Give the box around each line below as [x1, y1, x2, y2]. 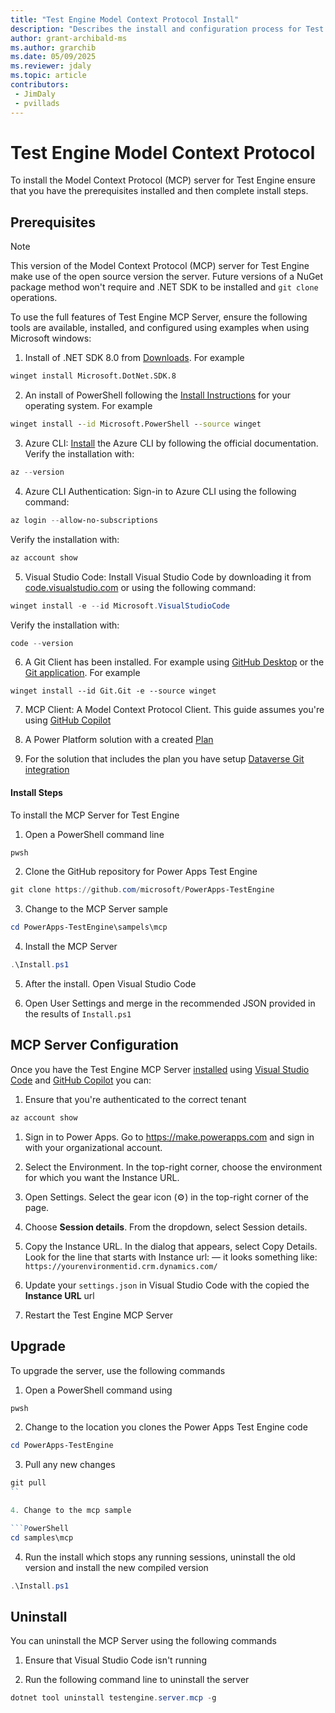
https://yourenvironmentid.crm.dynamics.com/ [24, 1261, 218, 1271]
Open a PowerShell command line [24, 828, 165, 840]
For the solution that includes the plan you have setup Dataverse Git [24, 753, 305, 765]
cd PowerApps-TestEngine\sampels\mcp [10, 922, 168, 933]
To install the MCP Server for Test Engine [10, 809, 180, 821]
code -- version [10, 638, 74, 648]
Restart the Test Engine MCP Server [24, 1309, 174, 1321]
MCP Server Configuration [10, 1037, 179, 1054]
